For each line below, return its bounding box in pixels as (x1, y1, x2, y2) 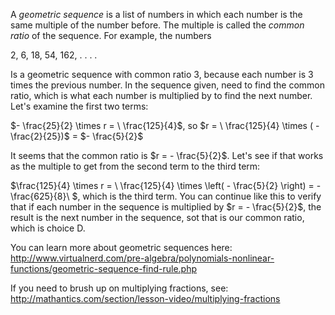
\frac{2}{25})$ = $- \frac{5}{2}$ (10, 130, 144, 142)
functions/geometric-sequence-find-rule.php (10, 263, 198, 274)
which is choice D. (10, 222, 86, 234)
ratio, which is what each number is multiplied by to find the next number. (10, 90, 313, 101)
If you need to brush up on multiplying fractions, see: (10, 282, 229, 294)
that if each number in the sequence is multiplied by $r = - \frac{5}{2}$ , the (10, 201, 322, 213)
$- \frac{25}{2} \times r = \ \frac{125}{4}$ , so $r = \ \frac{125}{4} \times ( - (10, 120, 320, 131)
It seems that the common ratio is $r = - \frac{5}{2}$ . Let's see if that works (10, 150, 324, 161)
